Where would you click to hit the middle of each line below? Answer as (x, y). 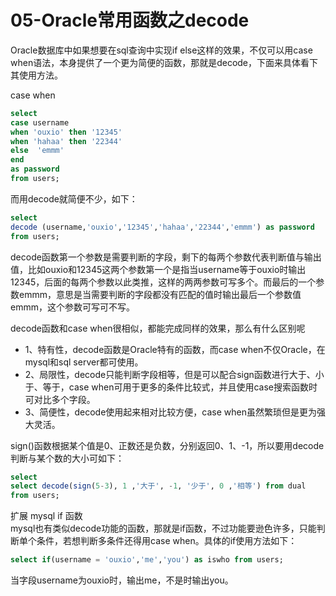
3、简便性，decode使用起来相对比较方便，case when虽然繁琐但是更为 (170, 412)
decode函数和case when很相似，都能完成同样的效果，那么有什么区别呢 (158, 328)
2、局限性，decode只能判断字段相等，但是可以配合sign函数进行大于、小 (174, 374)
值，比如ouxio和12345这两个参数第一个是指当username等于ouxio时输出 (158, 269)
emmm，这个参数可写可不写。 (72, 307)
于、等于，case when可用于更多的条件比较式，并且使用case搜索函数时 (171, 387)
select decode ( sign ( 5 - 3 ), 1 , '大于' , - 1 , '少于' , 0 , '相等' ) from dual (158, 486)
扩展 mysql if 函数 (46, 516)
